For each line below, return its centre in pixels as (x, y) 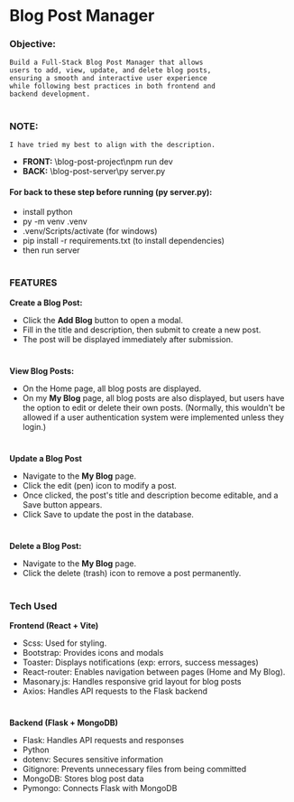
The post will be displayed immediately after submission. (128, 339)
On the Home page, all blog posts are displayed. (112, 388)
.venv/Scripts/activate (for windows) (90, 231)
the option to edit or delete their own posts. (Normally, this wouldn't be (154, 408)
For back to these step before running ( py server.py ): (111, 191)
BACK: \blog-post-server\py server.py (94, 172)
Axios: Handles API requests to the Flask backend (115, 691)
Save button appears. (62, 505)
